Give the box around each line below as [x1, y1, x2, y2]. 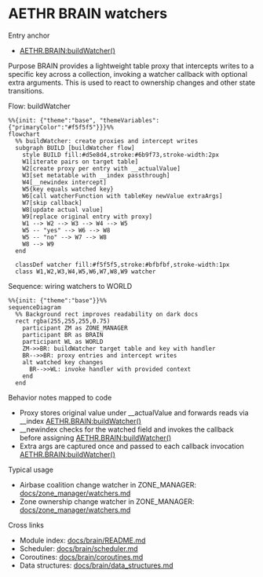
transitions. [8, 86, 45, 95]
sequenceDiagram [8, 303, 61, 311]
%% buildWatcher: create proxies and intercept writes [15, 137, 199, 145]
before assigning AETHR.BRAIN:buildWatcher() [19, 433, 172, 442]
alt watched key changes [22, 358, 104, 366]
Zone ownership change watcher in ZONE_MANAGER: [19, 496, 195, 506]
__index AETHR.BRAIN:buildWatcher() [19, 416, 141, 425]
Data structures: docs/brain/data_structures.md [19, 561, 174, 570]
